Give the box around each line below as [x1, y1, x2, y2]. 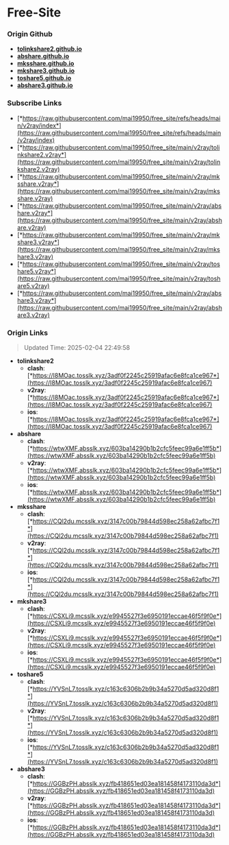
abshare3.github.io [16, 81, 73, 90]
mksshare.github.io [16, 60, 75, 68]
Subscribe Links [7, 98, 62, 108]
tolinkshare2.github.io [16, 45, 82, 53]
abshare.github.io [16, 52, 70, 60]
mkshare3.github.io [16, 67, 75, 75]
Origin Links [7, 328, 49, 337]
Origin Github [7, 29, 53, 39]
